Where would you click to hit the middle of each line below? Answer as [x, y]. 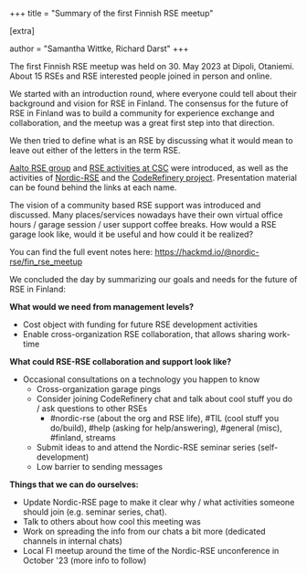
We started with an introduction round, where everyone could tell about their [153, 94]
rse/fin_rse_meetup [46, 261]
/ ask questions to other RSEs [92, 409]
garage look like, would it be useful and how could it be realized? [132, 234]
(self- [268, 447]
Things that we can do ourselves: [74, 484]
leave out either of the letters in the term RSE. [95, 150]
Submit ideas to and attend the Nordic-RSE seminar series [146, 447]
